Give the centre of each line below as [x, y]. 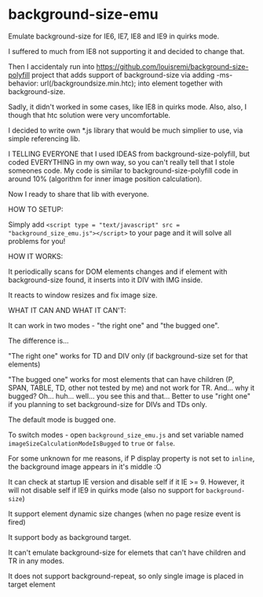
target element [32, 584]
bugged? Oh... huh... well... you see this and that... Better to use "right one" [130, 396]
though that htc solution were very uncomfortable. [89, 115]
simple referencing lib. [44, 138]
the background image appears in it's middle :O [85, 466]
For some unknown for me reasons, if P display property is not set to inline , [131, 458]
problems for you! [37, 241]
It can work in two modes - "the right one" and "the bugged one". [114, 325]
